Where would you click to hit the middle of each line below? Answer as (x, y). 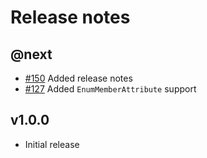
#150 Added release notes (78, 78)
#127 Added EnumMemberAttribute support (110, 89)
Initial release (52, 144)
